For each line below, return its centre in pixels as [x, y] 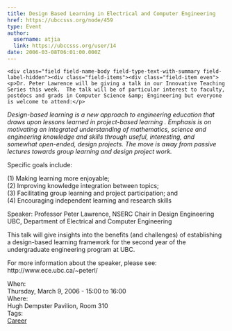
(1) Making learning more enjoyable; [58, 178]
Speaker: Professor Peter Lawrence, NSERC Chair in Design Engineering [111, 214]
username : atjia [37, 40]
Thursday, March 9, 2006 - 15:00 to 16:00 [67, 291]
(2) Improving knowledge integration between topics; [83, 185]
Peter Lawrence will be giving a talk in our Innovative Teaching [127, 83]
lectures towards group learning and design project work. [90, 151]
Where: [18, 298]
